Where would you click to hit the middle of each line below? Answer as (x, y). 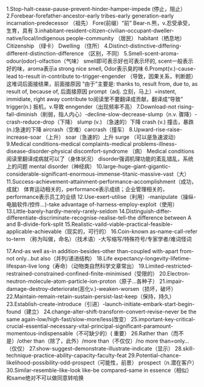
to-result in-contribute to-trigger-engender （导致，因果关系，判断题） (107, 76)
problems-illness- (155, 144)
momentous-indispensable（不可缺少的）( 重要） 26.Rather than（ (90, 333)
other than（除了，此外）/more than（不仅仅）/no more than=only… (104, 341)
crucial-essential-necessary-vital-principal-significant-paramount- (90, 326)
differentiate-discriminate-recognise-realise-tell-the (71, 218)
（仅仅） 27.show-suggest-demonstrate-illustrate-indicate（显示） (90, 348)
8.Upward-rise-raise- (156, 129)
